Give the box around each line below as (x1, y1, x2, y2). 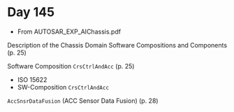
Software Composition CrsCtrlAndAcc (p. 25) (7, 62, 135, 70)
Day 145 (7, 4, 54, 20)
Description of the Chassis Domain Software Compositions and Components (7, 41, 228, 49)
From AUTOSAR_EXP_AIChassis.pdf (17, 27, 121, 36)
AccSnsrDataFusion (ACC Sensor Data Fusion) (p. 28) (7, 96, 159, 105)
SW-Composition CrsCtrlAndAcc (17, 83, 110, 91)
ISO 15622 (17, 75, 47, 84)
